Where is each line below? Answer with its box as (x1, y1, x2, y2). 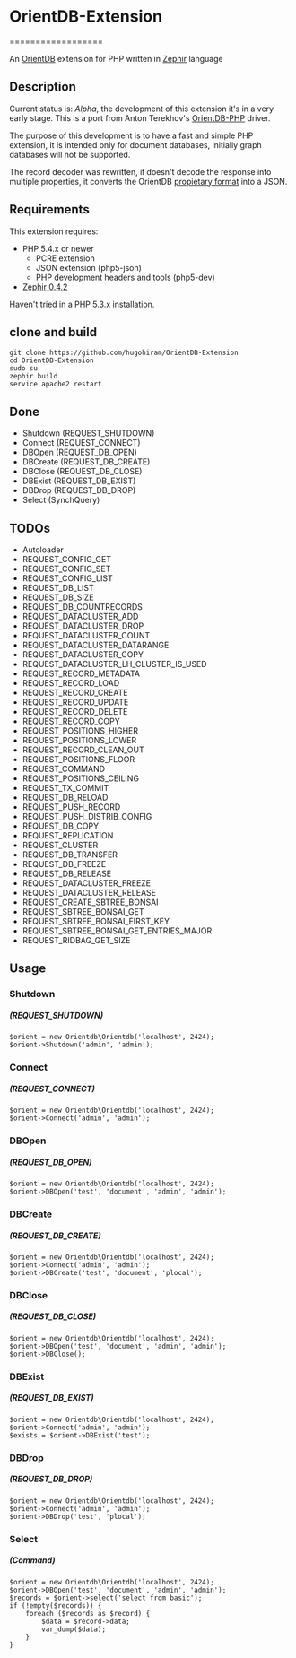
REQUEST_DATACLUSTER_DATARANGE (22, 639, 170, 650)
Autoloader (22, 544, 65, 555)
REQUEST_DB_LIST (22, 583, 94, 593)
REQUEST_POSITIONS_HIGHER (22, 725, 139, 736)
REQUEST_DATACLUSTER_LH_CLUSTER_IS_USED (22, 659, 208, 669)
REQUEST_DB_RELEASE (22, 868, 112, 879)
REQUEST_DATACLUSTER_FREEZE (22, 878, 152, 889)
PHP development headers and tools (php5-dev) (35, 272, 215, 282)
